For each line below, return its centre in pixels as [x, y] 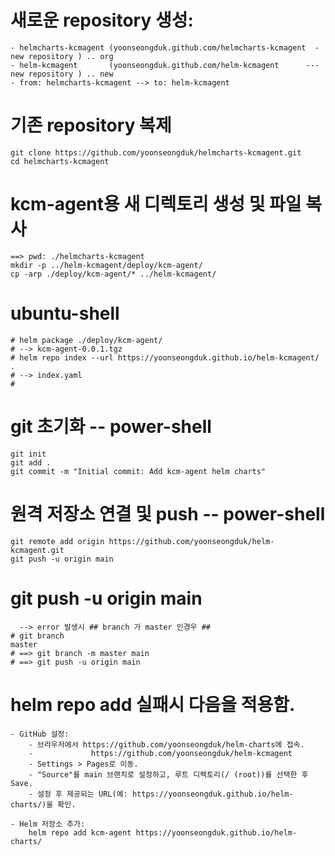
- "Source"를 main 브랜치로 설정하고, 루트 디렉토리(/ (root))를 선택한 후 [168, 774]
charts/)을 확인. [43, 804]
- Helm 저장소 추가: [48, 824]
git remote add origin [57, 541]
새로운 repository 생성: [102, 20]
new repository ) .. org [62, 56]
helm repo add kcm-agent [80, 832]
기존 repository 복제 [91, 125]
